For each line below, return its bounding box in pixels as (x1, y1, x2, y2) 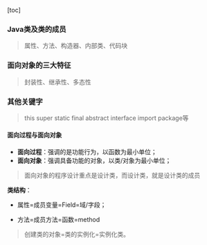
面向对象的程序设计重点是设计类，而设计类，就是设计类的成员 (24, 171, 201, 180)
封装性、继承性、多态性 (24, 78, 91, 86)
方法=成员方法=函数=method (17, 215, 100, 224)
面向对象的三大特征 (7, 60, 71, 70)
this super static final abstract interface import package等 (24, 114, 189, 122)
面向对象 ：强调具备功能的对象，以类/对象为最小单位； (17, 156, 172, 165)
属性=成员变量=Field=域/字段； (17, 201, 107, 209)
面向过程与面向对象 (7, 131, 62, 140)
